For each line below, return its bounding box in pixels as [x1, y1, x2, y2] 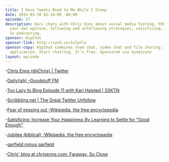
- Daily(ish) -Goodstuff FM [5, 77, 59, 84]
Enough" [5, 122, 24, 128]
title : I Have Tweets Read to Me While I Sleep [5, 7, 107, 13]
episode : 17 [5, 17, 30, 22]
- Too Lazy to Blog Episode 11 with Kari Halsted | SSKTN [5, 88, 120, 94]
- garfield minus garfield [5, 141, 54, 147]
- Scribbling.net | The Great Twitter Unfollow [5, 97, 96, 103]
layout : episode [5, 54, 39, 59]
